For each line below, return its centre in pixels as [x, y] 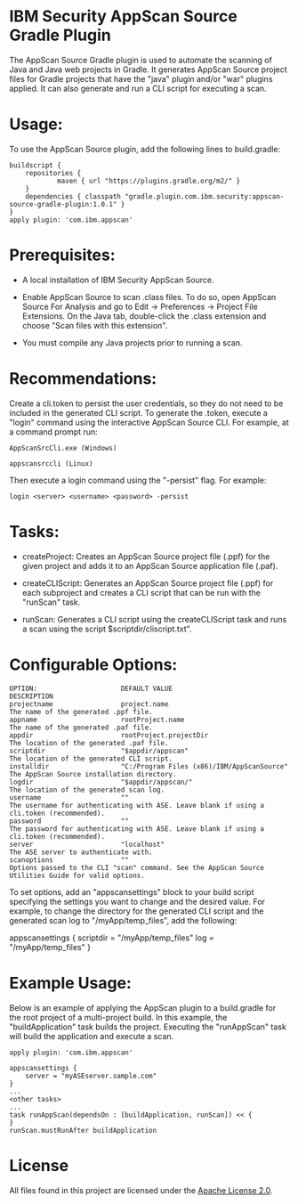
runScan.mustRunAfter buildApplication [83, 1130]
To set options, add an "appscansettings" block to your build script [132, 891]
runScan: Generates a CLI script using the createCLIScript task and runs [154, 619]
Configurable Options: [93, 664]
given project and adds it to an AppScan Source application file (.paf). [150, 565]
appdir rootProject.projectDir [109, 735]
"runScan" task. [51, 602]
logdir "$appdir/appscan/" [101, 782]
